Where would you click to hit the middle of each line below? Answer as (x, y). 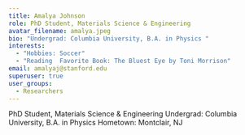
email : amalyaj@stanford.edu (58, 69)
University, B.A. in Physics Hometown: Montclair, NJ (96, 123)
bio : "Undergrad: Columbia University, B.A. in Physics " (109, 38)
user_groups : (31, 83)
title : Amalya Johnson (47, 16)
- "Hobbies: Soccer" (50, 53)
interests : (27, 46)
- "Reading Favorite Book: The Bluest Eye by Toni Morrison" (123, 61)
